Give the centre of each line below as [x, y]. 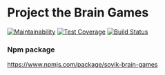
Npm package [31, 50]
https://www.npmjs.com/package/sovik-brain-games [82, 65]
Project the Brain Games [78, 13]
